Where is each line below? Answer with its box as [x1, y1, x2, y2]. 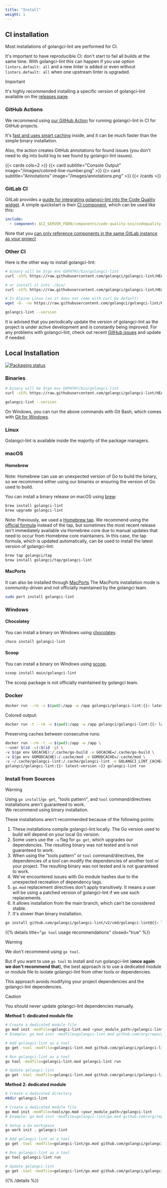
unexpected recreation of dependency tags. [12, 879, 103, 885]
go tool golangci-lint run [5, 1155, 61, 1160]
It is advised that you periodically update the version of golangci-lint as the [5, 319, 159, 325]
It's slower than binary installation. [12, 911, 83, 917]
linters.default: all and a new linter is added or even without [5, 64, 136, 70]
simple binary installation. [5, 137, 58, 143]
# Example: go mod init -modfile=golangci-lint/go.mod [5, 1114, 121, 1119]
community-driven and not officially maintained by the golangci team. [5, 584, 148, 590]
